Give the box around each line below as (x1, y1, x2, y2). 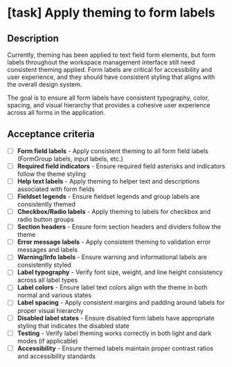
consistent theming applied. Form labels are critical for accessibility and (7, 66, 213, 73)
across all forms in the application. (7, 109, 105, 116)
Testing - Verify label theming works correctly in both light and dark (17, 329, 212, 337)
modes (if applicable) (17, 337, 78, 345)
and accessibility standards (17, 352, 96, 360)
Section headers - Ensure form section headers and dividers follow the (17, 223, 222, 231)
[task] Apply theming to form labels (7, 5, 215, 21)
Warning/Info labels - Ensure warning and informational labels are (17, 253, 208, 261)
